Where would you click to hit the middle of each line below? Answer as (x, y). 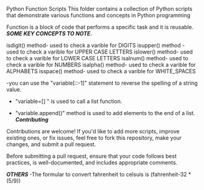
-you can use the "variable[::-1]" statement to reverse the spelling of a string (102, 83)
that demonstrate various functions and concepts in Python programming (98, 15)
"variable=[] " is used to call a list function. (69, 101)
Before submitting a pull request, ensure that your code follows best (91, 156)
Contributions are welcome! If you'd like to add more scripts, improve (93, 131)
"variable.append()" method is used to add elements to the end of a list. (105, 113)
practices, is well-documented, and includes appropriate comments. (92, 163)
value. (14, 90)
